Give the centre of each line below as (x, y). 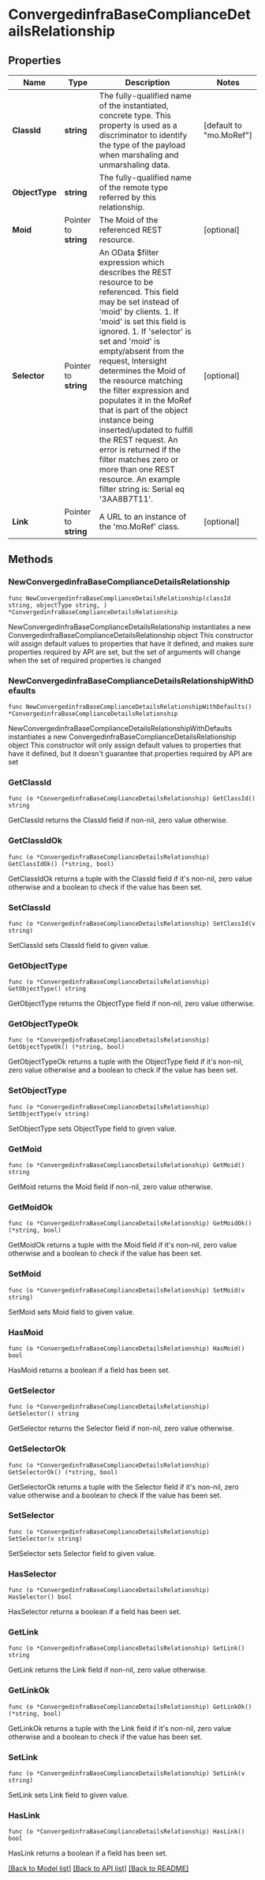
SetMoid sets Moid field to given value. (71, 1311)
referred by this (127, 197)
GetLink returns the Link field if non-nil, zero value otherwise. (108, 1670)
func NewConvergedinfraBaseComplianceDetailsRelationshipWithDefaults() (130, 707)
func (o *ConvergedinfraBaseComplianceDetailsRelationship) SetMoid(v (127, 1290)
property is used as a (138, 125)
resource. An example (140, 479)
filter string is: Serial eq (142, 489)
